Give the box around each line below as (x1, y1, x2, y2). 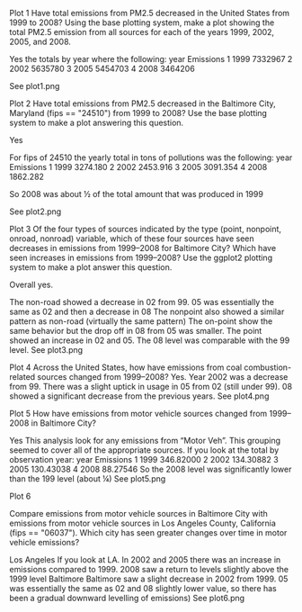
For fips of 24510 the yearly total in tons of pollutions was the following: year (9, 152, 293, 163)
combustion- (244, 362, 292, 373)
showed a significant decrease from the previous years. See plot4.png (9, 391, 270, 401)
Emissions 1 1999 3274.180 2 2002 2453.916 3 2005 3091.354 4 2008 (9, 162, 268, 172)
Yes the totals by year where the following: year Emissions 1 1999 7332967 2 (9, 54, 293, 64)
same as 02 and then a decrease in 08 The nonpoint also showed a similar (9, 306, 285, 317)
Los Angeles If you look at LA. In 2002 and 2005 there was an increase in (9, 554, 281, 565)
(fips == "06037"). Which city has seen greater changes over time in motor (9, 527, 288, 538)
